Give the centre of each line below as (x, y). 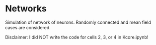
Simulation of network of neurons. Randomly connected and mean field (78, 22)
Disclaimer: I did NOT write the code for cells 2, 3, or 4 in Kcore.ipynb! (77, 37)
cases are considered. (28, 27)
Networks (26, 9)
